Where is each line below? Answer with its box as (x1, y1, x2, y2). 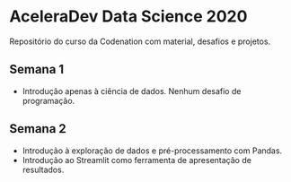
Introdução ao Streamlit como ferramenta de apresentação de (22, 154, 251, 165)
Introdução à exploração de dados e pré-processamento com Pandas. (22, 145, 283, 156)
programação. (22, 95, 75, 106)
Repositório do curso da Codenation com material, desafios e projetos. (9, 36, 271, 47)
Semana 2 (9, 121, 67, 136)
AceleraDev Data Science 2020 (9, 6, 248, 27)
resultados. (22, 164, 65, 175)
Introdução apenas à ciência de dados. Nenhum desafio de (22, 85, 242, 96)
